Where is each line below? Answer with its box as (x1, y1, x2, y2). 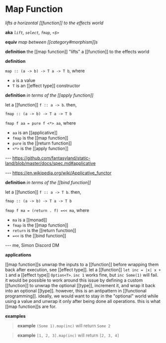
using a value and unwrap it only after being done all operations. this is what (5, 298, 161, 304)
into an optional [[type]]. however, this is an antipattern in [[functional (5, 288, 147, 294)
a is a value (12, 77, 36, 83)
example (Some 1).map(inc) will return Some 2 (17, 323, 111, 329)
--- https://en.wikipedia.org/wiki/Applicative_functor (5, 170, 111, 176)
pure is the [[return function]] (12, 140, 72, 146)
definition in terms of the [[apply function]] (5, 92, 94, 98)
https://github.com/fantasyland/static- (12, 155, 91, 161)
